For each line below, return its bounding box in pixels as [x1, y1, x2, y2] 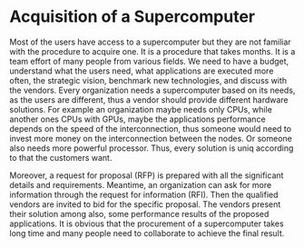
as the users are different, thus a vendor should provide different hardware [9, 94, 289, 105]
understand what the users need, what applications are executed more [9, 65, 274, 76]
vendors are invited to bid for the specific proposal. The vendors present [9, 198, 281, 210]
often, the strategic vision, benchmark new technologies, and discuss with [9, 74, 288, 85]
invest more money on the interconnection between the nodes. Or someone [9, 133, 293, 144]
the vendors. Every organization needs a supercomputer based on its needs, [9, 84, 296, 95]
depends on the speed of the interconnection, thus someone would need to [9, 123, 292, 134]
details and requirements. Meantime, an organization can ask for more [9, 179, 272, 190]
